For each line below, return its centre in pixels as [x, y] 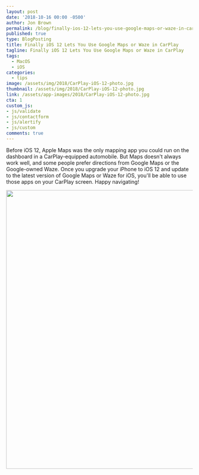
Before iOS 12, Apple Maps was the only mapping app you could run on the [98, 150]
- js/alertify [24, 122]
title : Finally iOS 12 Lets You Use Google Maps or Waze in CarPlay [92, 45]
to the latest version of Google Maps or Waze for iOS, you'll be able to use [97, 175]
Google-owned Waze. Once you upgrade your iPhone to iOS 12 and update [97, 169]
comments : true [25, 133]
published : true [26, 34]
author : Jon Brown [29, 23]
